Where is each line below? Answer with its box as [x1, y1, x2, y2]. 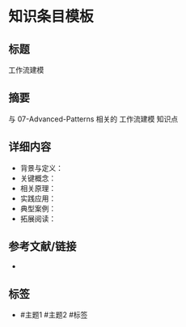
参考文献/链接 [8, 240, 77, 253]
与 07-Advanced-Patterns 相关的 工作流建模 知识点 [8, 114, 179, 124]
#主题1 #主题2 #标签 [19, 310, 88, 320]
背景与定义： [19, 163, 63, 172]
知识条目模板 [8, 7, 95, 26]
